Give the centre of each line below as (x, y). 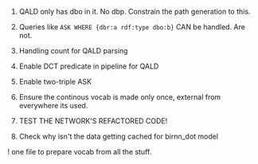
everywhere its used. (53, 105)
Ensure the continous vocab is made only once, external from (120, 97)
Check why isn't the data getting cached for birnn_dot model (119, 136)
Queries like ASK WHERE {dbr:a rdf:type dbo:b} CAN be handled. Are (132, 27)
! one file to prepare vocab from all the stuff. (80, 152)
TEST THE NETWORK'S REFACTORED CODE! (93, 121)
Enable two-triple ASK (55, 82)
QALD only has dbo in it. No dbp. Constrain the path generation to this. (135, 12)
